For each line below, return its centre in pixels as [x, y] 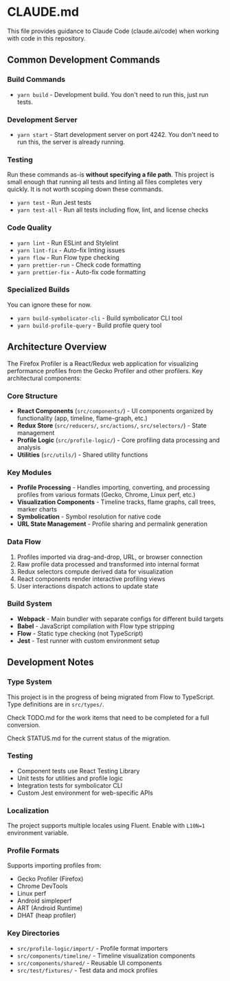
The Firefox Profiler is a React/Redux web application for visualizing [103, 363]
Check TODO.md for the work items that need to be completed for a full [108, 717]
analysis [29, 447]
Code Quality [30, 228]
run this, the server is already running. [71, 142]
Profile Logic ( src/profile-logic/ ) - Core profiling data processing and [118, 440]
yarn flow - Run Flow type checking [68, 257]
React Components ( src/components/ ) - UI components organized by [115, 410]
